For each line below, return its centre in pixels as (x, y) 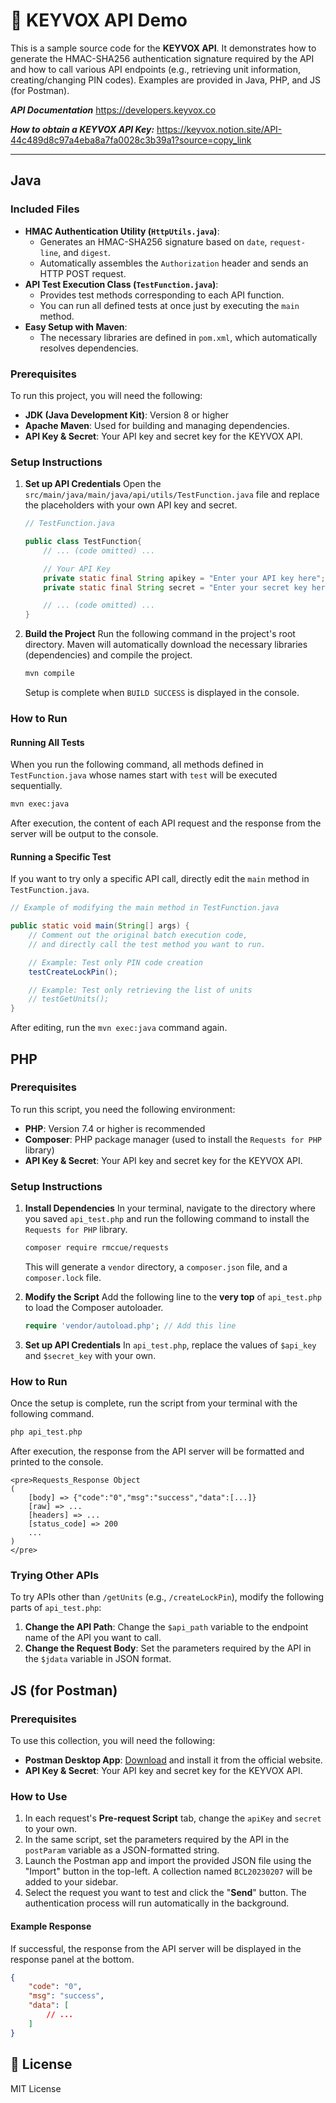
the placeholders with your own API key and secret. (131, 505)
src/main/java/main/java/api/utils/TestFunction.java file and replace (172, 495)
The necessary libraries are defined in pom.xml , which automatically (178, 337)
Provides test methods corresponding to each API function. (162, 295)
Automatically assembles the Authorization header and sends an (174, 263)
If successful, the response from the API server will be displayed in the (156, 1948)
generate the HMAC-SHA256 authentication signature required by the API (162, 58)
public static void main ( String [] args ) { (100, 926)
